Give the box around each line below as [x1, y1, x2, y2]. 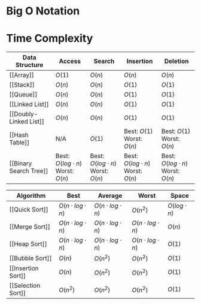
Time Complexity [6, 32, 93, 46]
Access [59, 57, 81, 65]
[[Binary [9, 159, 32, 168]
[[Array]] [9, 71, 35, 79]
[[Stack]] [9, 81, 35, 89]
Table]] [9, 138, 30, 147]
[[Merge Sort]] [9, 223, 51, 231]
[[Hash [9, 131, 29, 139]
